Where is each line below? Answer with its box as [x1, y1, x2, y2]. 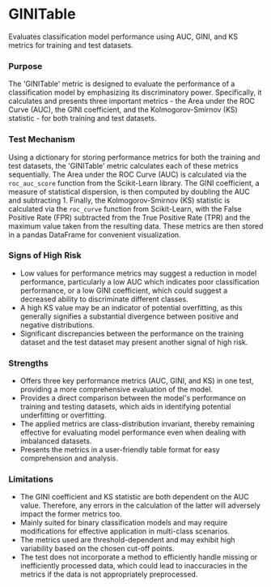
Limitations [8, 473, 54, 485]
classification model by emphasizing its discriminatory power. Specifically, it [8, 88, 262, 97]
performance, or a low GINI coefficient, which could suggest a [19, 285, 228, 295]
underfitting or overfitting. [19, 410, 107, 420]
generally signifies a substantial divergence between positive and [19, 311, 239, 321]
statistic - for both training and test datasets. [8, 114, 157, 123]
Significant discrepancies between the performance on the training [19, 328, 244, 338]
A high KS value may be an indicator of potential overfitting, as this [19, 302, 243, 312]
